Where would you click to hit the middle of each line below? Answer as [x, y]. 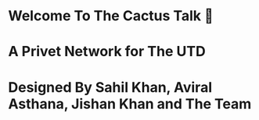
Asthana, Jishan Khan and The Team [130, 104]
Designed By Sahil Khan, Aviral [110, 87]
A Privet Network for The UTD [107, 52]
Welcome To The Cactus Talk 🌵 [111, 16]
